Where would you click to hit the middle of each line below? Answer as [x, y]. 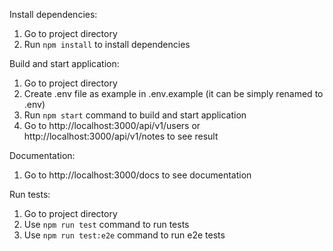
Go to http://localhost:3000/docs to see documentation [137, 175]
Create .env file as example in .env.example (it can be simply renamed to [173, 93]
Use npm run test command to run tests [106, 224]
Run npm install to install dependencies [107, 44]
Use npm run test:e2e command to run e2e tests [124, 235]
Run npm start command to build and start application [135, 115]
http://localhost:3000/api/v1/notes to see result [121, 136]
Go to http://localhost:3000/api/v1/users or [112, 125]
